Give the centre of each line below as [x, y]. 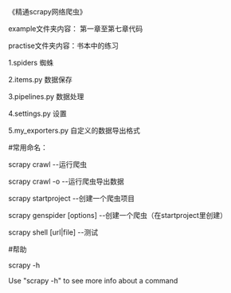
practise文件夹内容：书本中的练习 [64, 46]
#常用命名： [28, 147]
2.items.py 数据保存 [41, 79]
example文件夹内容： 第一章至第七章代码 [76, 29]
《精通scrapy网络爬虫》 [47, 12]
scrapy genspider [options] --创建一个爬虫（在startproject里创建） [117, 215]
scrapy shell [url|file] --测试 [53, 232]
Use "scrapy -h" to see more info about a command [93, 281]
